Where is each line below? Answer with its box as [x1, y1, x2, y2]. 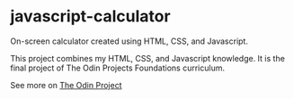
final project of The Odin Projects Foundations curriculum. [10, 62, 226, 73]
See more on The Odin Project [10, 79, 122, 90]
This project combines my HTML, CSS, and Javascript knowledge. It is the [10, 53, 286, 63]
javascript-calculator [10, 6, 171, 27]
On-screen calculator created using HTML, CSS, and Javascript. [10, 36, 248, 46]
